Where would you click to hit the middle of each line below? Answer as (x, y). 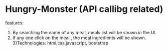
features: (15, 23)
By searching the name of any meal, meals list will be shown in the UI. (85, 32)
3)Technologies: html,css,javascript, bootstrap (60, 43)
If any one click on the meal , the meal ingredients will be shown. (79, 38)
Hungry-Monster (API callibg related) (84, 9)
